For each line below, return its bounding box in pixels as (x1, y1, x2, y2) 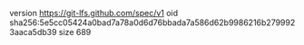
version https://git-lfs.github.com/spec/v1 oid (9, 8, 179, 18)
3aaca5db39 (9, 27, 57, 37)
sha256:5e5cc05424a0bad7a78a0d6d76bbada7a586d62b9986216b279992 (9, 17, 296, 28)
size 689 (58, 27, 92, 37)
